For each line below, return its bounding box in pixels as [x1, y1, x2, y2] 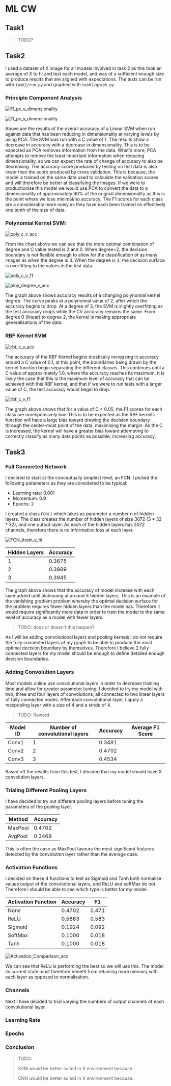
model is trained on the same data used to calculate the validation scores [5, 174, 159, 181]
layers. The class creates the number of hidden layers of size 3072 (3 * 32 [5, 516, 162, 522]
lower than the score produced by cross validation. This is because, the [5, 169, 155, 175]
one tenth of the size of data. [5, 207, 66, 213]
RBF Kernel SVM [5, 332, 47, 339]
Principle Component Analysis [5, 94, 82, 101]
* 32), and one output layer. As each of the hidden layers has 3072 [5, 521, 145, 528]
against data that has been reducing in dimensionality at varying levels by [5, 131, 159, 137]
